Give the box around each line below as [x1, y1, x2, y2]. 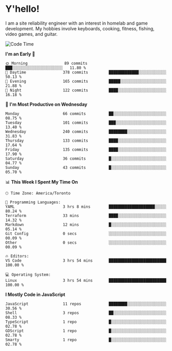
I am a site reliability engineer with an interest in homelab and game [5, 20, 148, 26]
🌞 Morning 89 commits [5, 61, 88, 66]
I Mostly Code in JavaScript [5, 291, 66, 298]
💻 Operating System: [5, 272, 51, 277]
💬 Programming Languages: [5, 200, 61, 205]
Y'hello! [5, 3, 40, 15]
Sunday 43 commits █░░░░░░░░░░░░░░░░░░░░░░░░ [5, 165, 167, 170]
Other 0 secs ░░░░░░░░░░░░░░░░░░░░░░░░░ [5, 240, 167, 245]
